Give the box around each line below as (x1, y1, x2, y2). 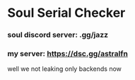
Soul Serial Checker (7, 5, 126, 21)
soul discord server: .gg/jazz (7, 30, 108, 40)
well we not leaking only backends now (7, 65, 122, 73)
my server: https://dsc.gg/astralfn (7, 49, 129, 59)
